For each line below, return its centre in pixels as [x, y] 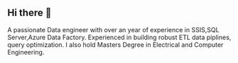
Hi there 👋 [29, 13]
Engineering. [26, 52]
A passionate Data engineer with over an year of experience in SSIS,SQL [113, 29]
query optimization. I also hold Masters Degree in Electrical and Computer [115, 44]
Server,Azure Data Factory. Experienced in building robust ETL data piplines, [119, 37]
